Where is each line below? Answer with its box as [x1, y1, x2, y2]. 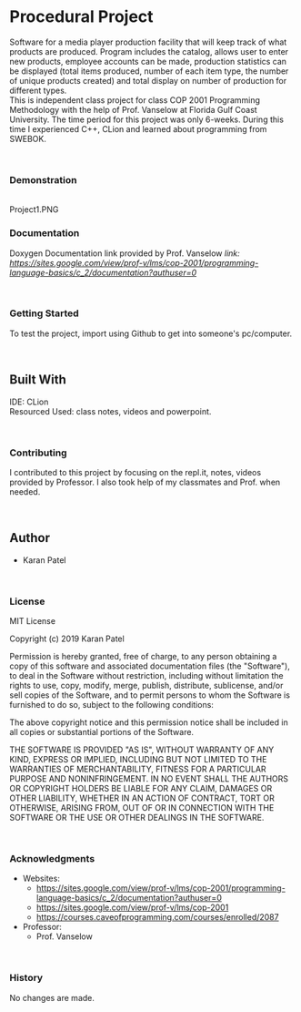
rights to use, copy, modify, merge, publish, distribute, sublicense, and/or [9, 680, 284, 691]
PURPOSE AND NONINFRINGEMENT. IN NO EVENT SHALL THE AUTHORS [9, 773, 289, 784]
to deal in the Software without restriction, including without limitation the [9, 670, 284, 681]
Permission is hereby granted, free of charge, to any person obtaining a [9, 651, 277, 662]
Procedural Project [9, 6, 154, 27]
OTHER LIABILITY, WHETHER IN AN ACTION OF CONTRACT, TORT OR [9, 792, 275, 803]
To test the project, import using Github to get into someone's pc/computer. [9, 328, 293, 339]
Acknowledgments [9, 852, 95, 864]
